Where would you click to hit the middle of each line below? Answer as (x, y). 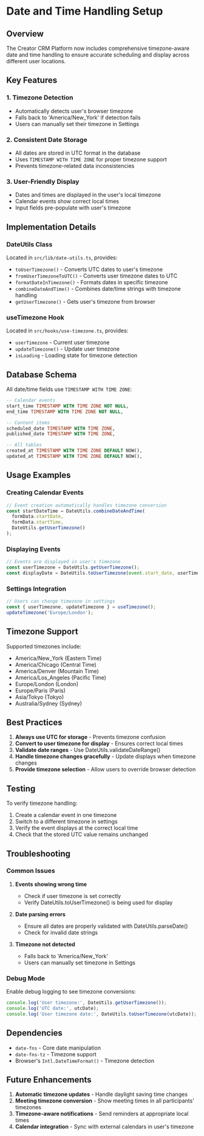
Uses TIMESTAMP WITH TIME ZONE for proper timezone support (91, 159)
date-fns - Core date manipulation (58, 1048)
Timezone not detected (45, 944)
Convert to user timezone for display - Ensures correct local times (99, 743)
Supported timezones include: (44, 646)
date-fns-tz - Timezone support (56, 1054)
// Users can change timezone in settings (61, 601)
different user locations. (36, 61)
